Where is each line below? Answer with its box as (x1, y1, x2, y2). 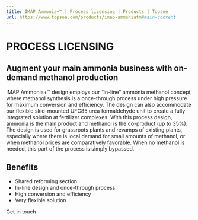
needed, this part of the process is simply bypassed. (6, 145, 135, 152)
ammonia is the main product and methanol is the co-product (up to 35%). (6, 120, 188, 127)
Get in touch (6, 208, 37, 215)
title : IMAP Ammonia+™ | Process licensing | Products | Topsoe (6, 8, 168, 15)
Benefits (6, 162, 39, 172)
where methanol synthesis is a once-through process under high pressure (6, 94, 187, 101)
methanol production (39, 72, 119, 83)
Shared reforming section (14, 178, 78, 185)
